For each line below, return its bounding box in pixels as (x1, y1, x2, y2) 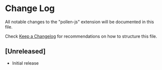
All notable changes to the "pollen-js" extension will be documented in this (5, 19, 154, 25)
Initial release (12, 60, 39, 66)
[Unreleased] (5, 47, 46, 56)
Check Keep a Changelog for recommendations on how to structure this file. (5, 33, 158, 39)
